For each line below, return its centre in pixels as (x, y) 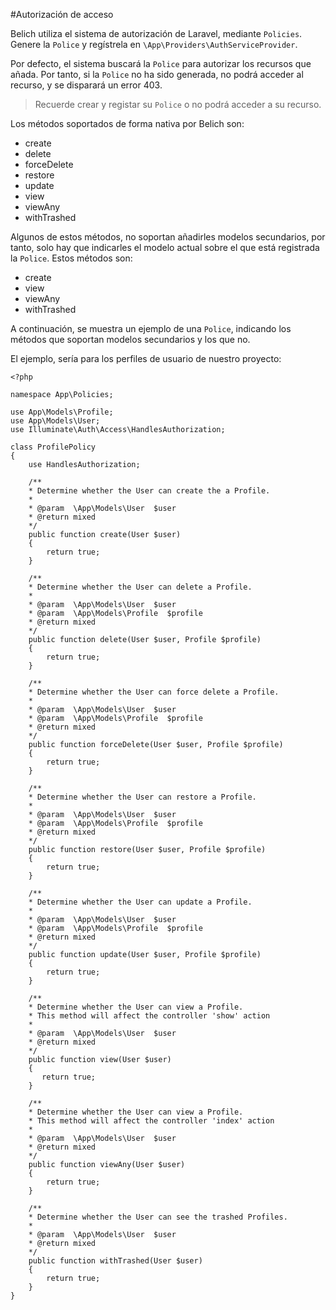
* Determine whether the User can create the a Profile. (149, 491)
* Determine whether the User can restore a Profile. (142, 797)
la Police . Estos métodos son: (71, 258)
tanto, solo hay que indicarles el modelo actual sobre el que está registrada (165, 247)
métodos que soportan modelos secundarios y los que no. (130, 339)
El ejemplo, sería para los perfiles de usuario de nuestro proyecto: (146, 358)
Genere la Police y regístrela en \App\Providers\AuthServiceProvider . (154, 44)
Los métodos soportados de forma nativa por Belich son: (127, 123)
